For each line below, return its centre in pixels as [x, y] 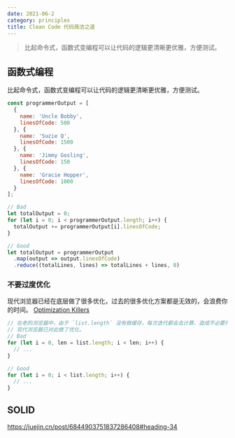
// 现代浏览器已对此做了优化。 [46, 330]
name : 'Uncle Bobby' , [51, 116]
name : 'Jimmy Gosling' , [55, 156]
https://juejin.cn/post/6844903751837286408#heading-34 [92, 427]
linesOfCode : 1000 [47, 182]
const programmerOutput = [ [48, 103]
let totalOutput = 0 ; [39, 214]
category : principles [39, 20]
